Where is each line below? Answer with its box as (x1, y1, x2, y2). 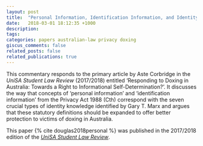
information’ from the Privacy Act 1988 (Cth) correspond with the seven (6, 96, 184, 103)
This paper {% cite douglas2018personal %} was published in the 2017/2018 (6, 127, 196, 134)
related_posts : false (6, 48, 61, 54)
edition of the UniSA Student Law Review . (6, 133, 111, 141)
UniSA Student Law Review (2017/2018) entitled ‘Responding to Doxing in (6, 77, 189, 84)
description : (6, 25, 39, 32)
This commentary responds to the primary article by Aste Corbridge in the (6, 70, 191, 77)
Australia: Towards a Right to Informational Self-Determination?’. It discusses (6, 83, 197, 90)
